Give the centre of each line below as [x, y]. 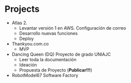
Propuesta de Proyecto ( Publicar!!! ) [56, 70]
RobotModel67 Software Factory [45, 75]
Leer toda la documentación [48, 59]
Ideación [28, 65]
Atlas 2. [20, 23]
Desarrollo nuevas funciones [48, 33]
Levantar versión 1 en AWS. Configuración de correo [73, 28]
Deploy [26, 39]
